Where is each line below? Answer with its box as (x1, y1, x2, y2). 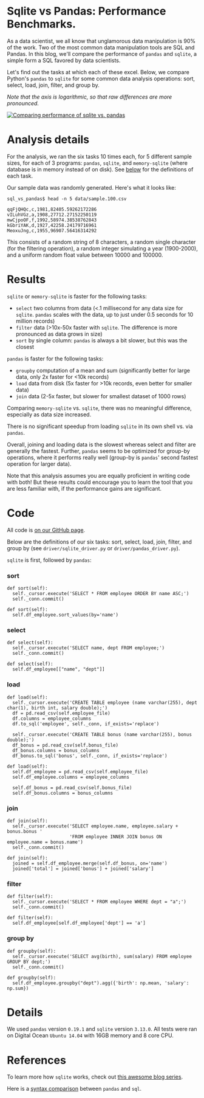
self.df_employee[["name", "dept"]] (12, 666, 105, 672)
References (7, 1053, 66, 1067)
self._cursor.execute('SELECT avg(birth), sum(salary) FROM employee (12, 953, 192, 959)
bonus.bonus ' (7, 828, 43, 834)
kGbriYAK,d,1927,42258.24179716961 (7, 222, 97, 229)
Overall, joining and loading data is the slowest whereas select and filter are (7, 441, 196, 448)
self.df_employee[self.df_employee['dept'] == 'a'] (12, 920, 146, 927)
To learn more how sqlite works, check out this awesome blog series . (7, 1073, 183, 1080)
